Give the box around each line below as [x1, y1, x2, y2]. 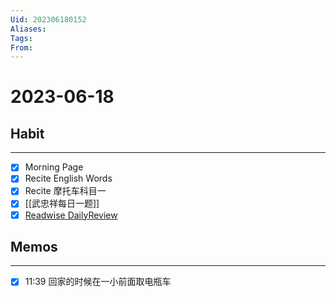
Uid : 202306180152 [10, 14, 87, 25]
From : [10, 42, 33, 53]
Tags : [10, 33, 33, 43]
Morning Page [24, 161, 84, 173]
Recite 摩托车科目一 [24, 185, 107, 197]
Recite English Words [24, 172, 113, 185]
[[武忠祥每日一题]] [24, 197, 100, 210]
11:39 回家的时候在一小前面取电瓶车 [24, 276, 172, 288]
